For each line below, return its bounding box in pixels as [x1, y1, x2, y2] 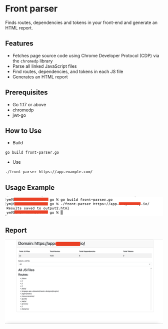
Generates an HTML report [12, 73, 68, 80]
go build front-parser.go [5, 150, 59, 155]
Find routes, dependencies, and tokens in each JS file [12, 68, 123, 74]
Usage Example [5, 183, 55, 192]
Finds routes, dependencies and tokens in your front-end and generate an [5, 19, 158, 25]
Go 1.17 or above [12, 101, 46, 107]
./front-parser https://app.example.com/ [5, 169, 93, 175]
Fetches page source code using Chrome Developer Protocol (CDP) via [12, 52, 159, 58]
